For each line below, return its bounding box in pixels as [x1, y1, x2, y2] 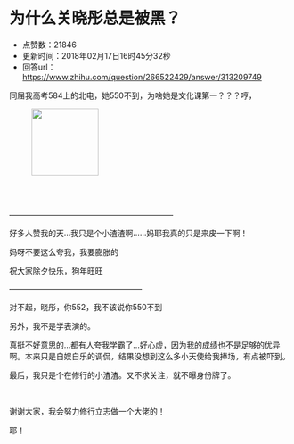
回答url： [21, 62, 56, 72]
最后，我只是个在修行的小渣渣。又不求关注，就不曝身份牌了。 [9, 369, 236, 380]
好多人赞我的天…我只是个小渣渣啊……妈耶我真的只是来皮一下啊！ [9, 227, 249, 238]
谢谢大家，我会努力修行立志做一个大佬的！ [9, 406, 166, 416]
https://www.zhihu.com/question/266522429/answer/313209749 [21, 71, 263, 82]
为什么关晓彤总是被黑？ [9, 8, 182, 29]
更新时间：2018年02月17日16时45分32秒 [21, 50, 171, 61]
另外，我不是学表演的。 [9, 320, 95, 331]
